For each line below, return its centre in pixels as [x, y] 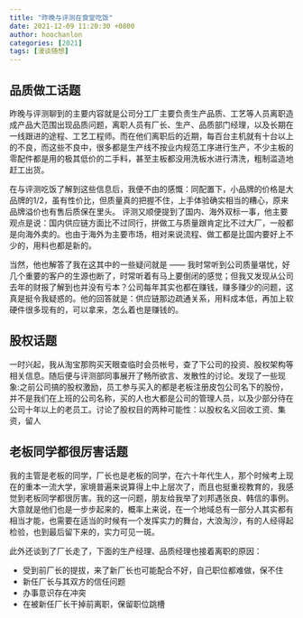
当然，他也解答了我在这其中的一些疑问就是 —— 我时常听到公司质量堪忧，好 [150, 264]
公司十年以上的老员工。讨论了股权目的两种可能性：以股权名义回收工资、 [143, 409]
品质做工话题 [45, 90]
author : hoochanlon [46, 34]
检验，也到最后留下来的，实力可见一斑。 [84, 531]
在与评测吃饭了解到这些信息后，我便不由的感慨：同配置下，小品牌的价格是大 [151, 189]
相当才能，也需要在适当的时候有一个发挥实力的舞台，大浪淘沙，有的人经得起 [151, 521]
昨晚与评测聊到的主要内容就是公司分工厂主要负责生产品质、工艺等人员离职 [147, 113]
